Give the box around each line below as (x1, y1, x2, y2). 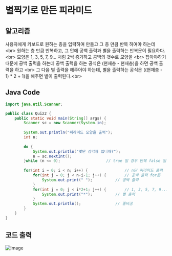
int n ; (24, 135, 38, 140)
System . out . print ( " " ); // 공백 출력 (41, 177, 139, 182)
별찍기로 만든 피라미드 (5, 5, 92, 16)
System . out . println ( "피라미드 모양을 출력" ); (24, 130, 113, 135)
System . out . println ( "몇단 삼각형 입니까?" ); (32, 149, 121, 154)
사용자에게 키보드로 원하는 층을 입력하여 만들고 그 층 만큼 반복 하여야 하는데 (5, 41, 156, 47)
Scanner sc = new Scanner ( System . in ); (24, 121, 106, 126)
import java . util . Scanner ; (5, 102, 63, 107)
